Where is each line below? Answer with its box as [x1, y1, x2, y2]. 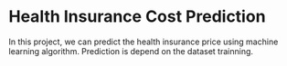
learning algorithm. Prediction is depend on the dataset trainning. [8, 45, 253, 56]
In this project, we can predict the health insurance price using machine [8, 36, 279, 47]
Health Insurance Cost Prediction [8, 6, 266, 27]
